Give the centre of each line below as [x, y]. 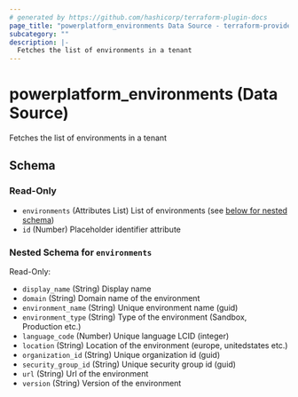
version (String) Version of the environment [102, 384]
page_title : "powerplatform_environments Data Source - [114, 26]
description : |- [39, 42]
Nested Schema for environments [81, 252]
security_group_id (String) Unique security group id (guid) [129, 364]
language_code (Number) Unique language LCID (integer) [125, 336]
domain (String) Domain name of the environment [111, 298]
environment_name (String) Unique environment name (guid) [130, 308]
